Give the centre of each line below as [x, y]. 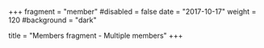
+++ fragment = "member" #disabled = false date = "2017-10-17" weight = [132, 12]
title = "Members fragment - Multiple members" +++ [96, 36]
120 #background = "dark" [52, 20]
